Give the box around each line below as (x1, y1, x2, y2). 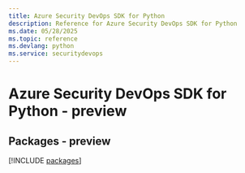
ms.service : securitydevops (8, 50, 104, 58)
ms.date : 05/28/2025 (8, 27, 79, 35)
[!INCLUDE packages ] (8, 156, 82, 165)
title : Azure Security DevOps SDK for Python (8, 11, 165, 20)
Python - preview (8, 102, 127, 120)
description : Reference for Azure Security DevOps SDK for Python (8, 19, 238, 28)
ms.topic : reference (8, 34, 79, 43)
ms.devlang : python (8, 42, 75, 50)
